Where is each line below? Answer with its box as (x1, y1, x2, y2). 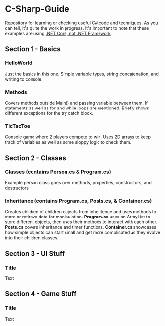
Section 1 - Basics (5, 45, 61, 53)
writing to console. (5, 76, 43, 82)
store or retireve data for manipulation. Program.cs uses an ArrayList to (5, 214, 150, 220)
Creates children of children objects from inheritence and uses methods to (5, 209, 157, 215)
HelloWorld (5, 59, 33, 66)
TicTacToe (5, 122, 31, 129)
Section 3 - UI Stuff (5, 249, 65, 258)
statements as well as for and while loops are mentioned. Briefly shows (5, 105, 149, 111)
